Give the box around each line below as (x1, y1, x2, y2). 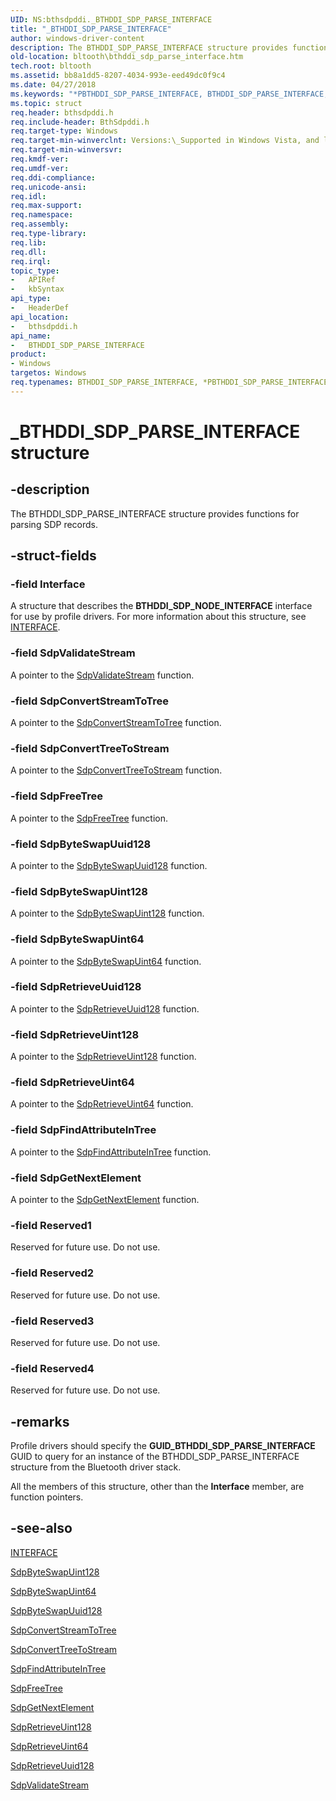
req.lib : (10, 237, 47, 248)
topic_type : (10, 266, 60, 276)
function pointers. (10, 1491, 84, 1503)
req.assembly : (10, 219, 70, 230)
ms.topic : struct (10, 98, 83, 108)
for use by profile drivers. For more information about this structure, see (10, 611, 307, 623)
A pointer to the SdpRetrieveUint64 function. (10, 1098, 194, 1110)
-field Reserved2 (10, 1266, 95, 1280)
